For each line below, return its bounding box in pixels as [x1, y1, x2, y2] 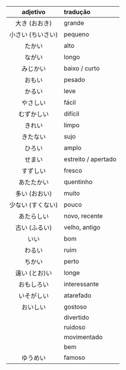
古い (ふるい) [15, 223, 52, 232]
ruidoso [63, 323, 86, 331]
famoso [63, 354, 86, 362]
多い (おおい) [15, 190, 52, 197]
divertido [63, 313, 89, 322]
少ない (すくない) [9, 201, 58, 209]
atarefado [63, 291, 92, 299]
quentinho [63, 178, 93, 186]
